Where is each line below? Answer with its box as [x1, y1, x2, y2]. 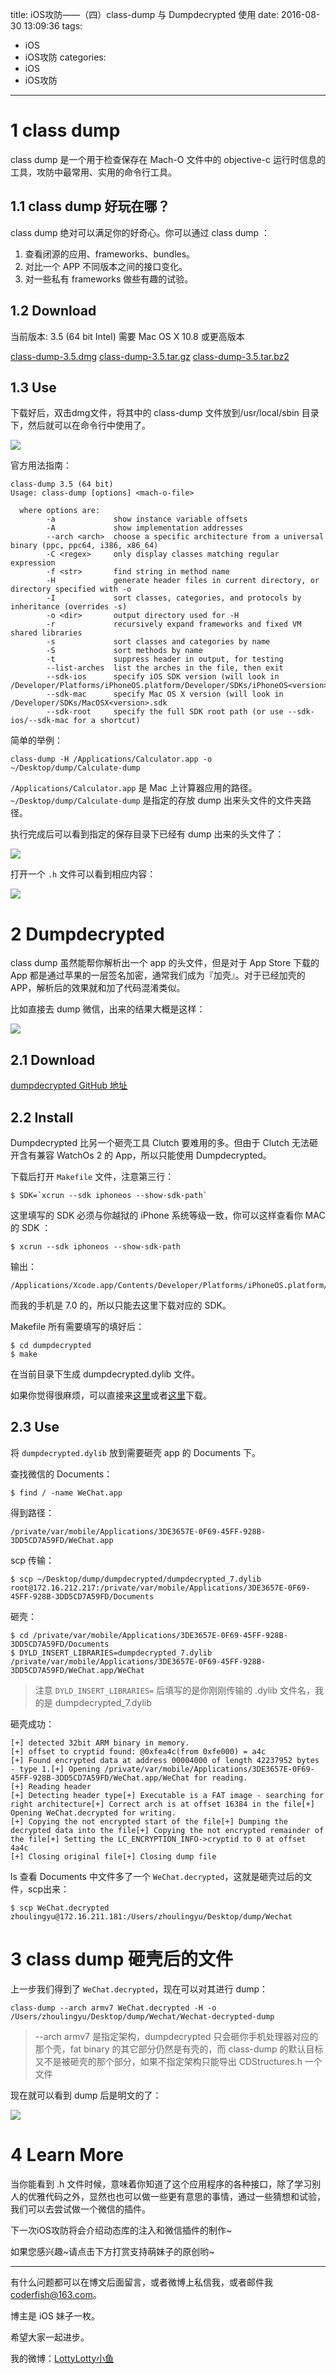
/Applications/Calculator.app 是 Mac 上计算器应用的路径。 [10, 782, 258, 794]
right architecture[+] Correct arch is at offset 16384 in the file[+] [10, 1799, 315, 1809]
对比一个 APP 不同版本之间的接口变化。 [24, 260, 188, 272]
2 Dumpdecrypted [10, 923, 165, 945]
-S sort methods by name [46, 646, 203, 656]
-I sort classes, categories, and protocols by [46, 593, 302, 603]
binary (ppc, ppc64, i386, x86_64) [10, 541, 159, 551]
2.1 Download [10, 1051, 96, 1068]
